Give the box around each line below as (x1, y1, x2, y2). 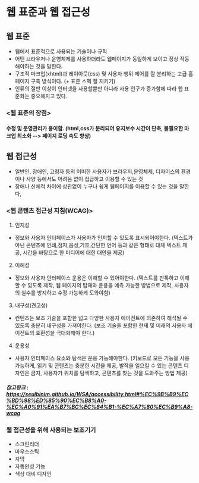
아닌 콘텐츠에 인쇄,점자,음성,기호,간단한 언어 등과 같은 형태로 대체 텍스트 (14, 241, 181, 249)
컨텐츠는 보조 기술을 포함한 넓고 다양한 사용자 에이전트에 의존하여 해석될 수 (14, 314, 188, 321)
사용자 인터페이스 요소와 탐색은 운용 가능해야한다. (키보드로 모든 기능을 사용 (14, 355, 190, 362)
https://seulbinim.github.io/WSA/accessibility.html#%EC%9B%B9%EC (6, 391, 189, 398)
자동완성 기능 (14, 462, 46, 470)
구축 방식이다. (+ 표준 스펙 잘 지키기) (30, 78, 116, 84)
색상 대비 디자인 (14, 470, 52, 477)
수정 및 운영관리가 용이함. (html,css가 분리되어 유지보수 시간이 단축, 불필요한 (6, 124, 184, 131)
